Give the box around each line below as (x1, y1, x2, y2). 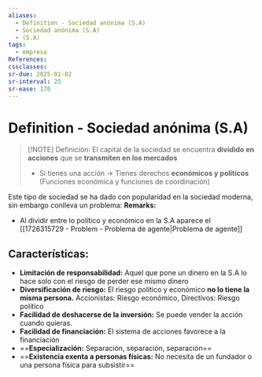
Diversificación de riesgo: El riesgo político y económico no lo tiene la (19, 285, 250, 294)
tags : (8, 41, 26, 49)
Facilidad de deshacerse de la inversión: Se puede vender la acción (19, 310, 243, 319)
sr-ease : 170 (8, 84, 51, 93)
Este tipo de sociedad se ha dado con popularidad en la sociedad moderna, (8, 192, 253, 202)
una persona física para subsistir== (19, 360, 135, 370)
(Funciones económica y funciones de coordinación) (39, 177, 211, 186)
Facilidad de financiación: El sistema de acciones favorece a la (19, 327, 226, 336)
